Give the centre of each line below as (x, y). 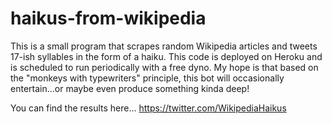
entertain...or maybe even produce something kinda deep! (130, 88)
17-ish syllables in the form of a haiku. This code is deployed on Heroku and (166, 56)
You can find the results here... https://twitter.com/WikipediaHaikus (148, 108)
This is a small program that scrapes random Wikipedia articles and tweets (164, 46)
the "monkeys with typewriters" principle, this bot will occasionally (147, 78)
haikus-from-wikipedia (108, 18)
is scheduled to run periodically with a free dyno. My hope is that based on (164, 67)
